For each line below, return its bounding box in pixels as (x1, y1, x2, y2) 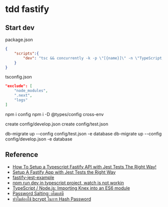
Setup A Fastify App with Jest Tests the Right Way (12, 169, 116, 175)
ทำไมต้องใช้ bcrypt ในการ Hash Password (12, 196, 91, 202)
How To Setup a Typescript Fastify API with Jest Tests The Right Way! (12, 163, 156, 169)
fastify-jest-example (12, 174, 54, 180)
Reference (5, 150, 38, 159)
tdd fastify (5, 3, 49, 15)
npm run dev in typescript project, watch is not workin (12, 179, 124, 185)
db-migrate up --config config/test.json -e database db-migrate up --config (5, 130, 162, 136)
